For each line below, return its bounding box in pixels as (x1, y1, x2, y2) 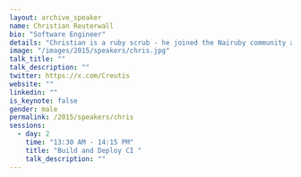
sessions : (9, 122, 47, 131)
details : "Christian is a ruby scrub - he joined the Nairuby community (9, 38, 287, 47)
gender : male (9, 105, 58, 114)
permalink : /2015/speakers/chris (9, 113, 134, 122)
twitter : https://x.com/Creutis (9, 72, 130, 80)
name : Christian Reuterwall (9, 21, 115, 30)
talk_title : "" (9, 55, 66, 63)
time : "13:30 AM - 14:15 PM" (25, 138, 134, 147)
